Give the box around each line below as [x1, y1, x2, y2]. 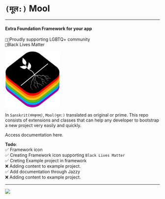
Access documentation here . [5, 132, 64, 138]
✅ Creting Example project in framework [5, 158, 87, 164]
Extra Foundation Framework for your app [5, 25, 92, 31]
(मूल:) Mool [5, 3, 50, 14]
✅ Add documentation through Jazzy [5, 169, 81, 174]
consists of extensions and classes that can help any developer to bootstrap [5, 117, 160, 123]
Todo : [5, 142, 17, 148]
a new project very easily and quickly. [5, 123, 82, 128]
